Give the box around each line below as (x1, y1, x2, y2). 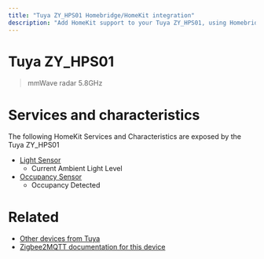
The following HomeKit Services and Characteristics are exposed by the (8, 132, 242, 141)
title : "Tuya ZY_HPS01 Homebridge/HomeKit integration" (8, 11, 195, 20)
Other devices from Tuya (19, 234, 101, 243)
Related (8, 208, 59, 226)
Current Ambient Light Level (31, 164, 123, 173)
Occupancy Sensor (19, 172, 82, 181)
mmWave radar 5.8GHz (27, 78, 103, 88)
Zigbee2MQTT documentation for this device (19, 243, 166, 252)
